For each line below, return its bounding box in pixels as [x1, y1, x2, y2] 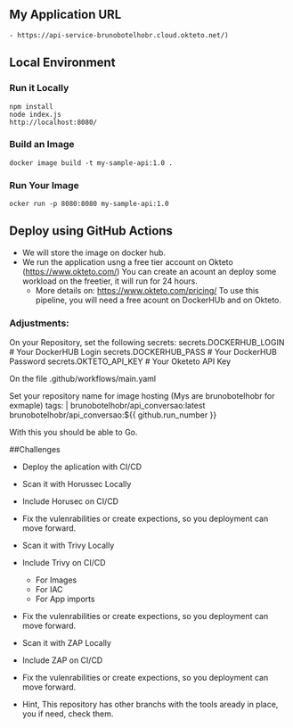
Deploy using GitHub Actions [9, 223, 174, 239]
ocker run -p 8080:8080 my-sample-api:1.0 [9, 200, 169, 209]
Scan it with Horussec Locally [21, 479, 132, 490]
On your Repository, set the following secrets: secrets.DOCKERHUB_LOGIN [9, 337, 285, 348]
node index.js [9, 110, 62, 119]
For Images [35, 575, 77, 585]
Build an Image [9, 138, 75, 151]
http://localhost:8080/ [9, 118, 98, 127]
